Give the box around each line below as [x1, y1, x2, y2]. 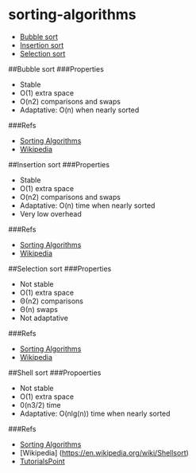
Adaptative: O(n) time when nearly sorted [19, 201, 156, 210]
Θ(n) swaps [19, 304, 58, 314]
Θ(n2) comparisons [19, 296, 83, 306]
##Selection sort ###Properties [8, 264, 112, 273]
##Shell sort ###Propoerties [8, 368, 102, 377]
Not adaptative [19, 313, 69, 322]
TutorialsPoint [19, 456, 65, 466]
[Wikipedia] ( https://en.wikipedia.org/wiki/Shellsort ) [19, 448, 189, 457]
